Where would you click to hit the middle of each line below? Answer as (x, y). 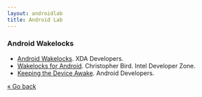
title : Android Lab (35, 20)
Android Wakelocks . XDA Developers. (70, 58)
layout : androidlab (35, 13)
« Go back (22, 86)
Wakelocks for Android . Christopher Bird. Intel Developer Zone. (106, 66)
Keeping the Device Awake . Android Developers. (86, 73)
